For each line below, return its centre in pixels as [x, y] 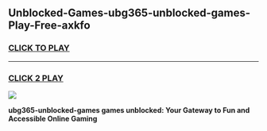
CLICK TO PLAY [39, 48]
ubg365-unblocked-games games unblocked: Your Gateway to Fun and [129, 110]
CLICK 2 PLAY [36, 78]
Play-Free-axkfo [49, 26]
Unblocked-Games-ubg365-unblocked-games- [130, 13]
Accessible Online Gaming [53, 118]
